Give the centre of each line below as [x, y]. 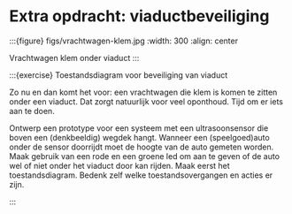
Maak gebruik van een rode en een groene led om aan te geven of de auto [145, 156]
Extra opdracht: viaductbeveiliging [139, 16]
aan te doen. [32, 111]
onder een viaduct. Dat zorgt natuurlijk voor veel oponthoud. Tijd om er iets [146, 101]
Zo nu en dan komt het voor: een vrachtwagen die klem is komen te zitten [143, 92]
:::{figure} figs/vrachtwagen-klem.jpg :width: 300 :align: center [124, 41]
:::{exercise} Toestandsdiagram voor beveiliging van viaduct [119, 75]
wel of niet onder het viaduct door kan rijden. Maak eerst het [119, 165]
